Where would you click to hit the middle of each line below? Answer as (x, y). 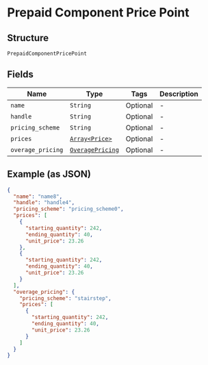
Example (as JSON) (49, 174)
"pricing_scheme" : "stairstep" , (65, 298)
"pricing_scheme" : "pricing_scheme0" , (69, 209)
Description (179, 94)
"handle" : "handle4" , (44, 203)
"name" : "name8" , (38, 197)
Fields (21, 74)
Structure (28, 38)
